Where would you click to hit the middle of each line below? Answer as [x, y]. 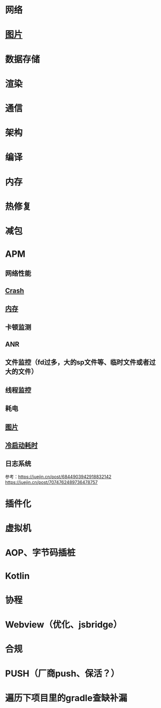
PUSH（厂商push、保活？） [62, 674]
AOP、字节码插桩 [40, 553]
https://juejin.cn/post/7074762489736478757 [51, 482]
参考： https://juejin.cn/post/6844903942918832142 [58, 476]
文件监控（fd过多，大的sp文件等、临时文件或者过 [80, 362]
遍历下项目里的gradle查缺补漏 [66, 698]
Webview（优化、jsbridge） [64, 624]
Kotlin [18, 576]
